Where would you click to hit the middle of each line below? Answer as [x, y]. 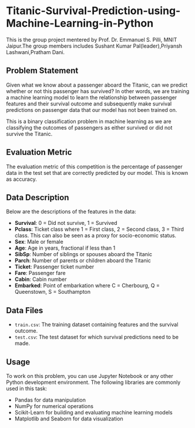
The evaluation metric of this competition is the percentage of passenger [95, 167]
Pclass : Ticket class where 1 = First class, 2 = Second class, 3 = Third [99, 229]
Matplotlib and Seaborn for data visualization [69, 419]
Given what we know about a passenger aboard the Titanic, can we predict [97, 85]
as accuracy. [21, 179]
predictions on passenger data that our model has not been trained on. [92, 110]
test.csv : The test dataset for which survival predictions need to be [97, 337]
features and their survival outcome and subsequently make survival [89, 104]
